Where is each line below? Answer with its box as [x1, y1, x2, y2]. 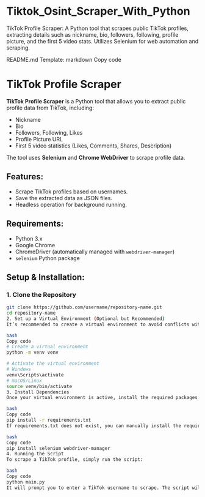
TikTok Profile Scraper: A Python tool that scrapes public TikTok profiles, [6, 24, 189, 32]
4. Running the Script [6, 451, 64, 457]
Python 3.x [15, 234, 43, 242]
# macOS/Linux [6, 378, 43, 384]
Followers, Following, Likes [15, 129, 83, 136]
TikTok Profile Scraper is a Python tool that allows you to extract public [6, 97, 186, 105]
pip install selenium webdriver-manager [6, 445, 111, 451]
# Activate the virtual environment [6, 361, 99, 367]
